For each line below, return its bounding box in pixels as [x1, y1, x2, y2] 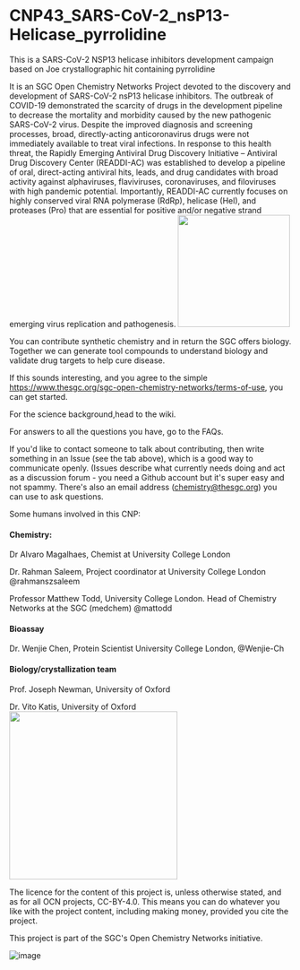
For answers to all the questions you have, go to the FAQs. [9, 426, 224, 437]
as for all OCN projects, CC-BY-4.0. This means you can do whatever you [9, 896, 280, 906]
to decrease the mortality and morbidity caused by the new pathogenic [9, 109, 271, 120]
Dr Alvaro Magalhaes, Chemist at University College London [9, 549, 231, 560]
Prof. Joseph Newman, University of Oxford [9, 683, 171, 695]
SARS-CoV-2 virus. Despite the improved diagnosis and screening [9, 118, 253, 130]
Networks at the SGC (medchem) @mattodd [9, 602, 173, 614]
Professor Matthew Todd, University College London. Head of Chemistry [9, 593, 278, 604]
